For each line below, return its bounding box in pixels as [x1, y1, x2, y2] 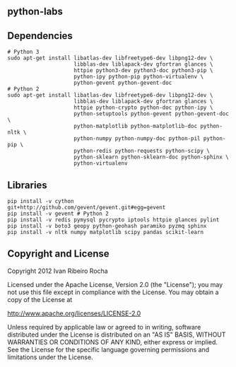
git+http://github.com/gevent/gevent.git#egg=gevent [7, 204, 166, 211]
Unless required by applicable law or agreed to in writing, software [7, 322, 201, 331]
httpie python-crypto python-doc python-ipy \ [73, 104, 213, 112]
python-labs [7, 6, 64, 18]
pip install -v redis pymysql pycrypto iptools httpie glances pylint [7, 216, 220, 223]
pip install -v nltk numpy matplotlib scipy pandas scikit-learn [7, 229, 203, 236]
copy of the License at [7, 295, 73, 303]
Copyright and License [7, 247, 110, 260]
